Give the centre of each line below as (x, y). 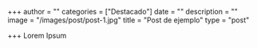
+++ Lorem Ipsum (37, 36)
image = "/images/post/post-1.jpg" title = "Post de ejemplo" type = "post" (128, 20)
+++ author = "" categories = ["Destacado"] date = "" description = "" (123, 12)
